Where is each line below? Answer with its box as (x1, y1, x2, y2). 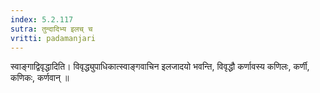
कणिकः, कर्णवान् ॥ (10, 72, 70, 84)
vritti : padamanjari (10, 33, 97, 43)
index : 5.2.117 (10, 14, 74, 25)
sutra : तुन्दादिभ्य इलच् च (10, 24, 93, 34)
